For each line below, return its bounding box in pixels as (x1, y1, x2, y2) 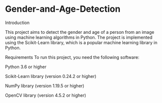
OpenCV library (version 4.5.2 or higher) (5, 92, 87, 98)
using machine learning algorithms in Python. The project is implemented (5, 34, 153, 40)
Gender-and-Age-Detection (5, 3, 121, 15)
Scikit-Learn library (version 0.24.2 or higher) (5, 73, 96, 79)
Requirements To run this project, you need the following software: (5, 54, 139, 60)
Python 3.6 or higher (5, 64, 46, 70)
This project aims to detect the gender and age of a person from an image (5, 29, 155, 35)
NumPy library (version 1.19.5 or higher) (5, 82, 85, 89)
